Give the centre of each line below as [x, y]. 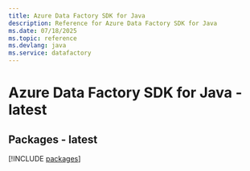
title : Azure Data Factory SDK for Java [77, 16]
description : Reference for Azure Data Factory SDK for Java [113, 23]
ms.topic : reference [43, 38]
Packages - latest [53, 139]
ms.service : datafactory [50, 53]
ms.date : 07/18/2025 [43, 31]
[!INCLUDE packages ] [45, 159]
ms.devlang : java [37, 46]
